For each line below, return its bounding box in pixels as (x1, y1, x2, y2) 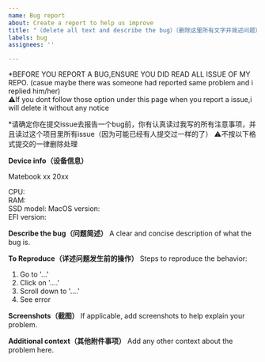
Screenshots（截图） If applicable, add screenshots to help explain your (8, 311, 245, 321)
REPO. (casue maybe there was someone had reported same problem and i (8, 78, 253, 88)
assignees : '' (8, 41, 55, 49)
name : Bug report (8, 11, 66, 20)
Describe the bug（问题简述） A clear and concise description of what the (8, 228, 252, 238)
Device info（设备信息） (8, 156, 89, 166)
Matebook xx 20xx (8, 172, 69, 182)
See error (19, 295, 51, 304)
